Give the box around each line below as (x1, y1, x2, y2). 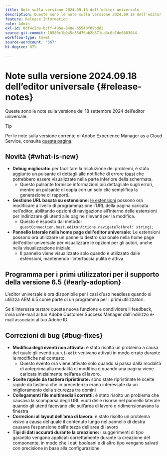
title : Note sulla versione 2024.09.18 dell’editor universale (5, 7, 140, 12)
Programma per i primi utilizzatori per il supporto (5, 270, 160, 278)
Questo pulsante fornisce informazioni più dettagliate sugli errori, (19, 182, 154, 188)
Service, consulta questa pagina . (5, 138, 73, 144)
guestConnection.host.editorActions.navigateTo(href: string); (19, 225, 155, 230)
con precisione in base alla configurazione (12, 445, 100, 451)
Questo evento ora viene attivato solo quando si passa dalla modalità (19, 360, 162, 366)
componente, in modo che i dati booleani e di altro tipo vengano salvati (12, 440, 159, 446)
